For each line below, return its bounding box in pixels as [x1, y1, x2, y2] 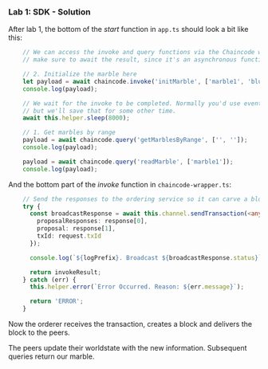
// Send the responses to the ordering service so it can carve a [22, 194, 248, 203]
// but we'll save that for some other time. [22, 107, 177, 115]
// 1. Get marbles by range [22, 128, 116, 137]
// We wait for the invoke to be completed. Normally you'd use [22, 99, 241, 108]
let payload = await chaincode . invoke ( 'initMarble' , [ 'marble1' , [22, 77, 245, 85]
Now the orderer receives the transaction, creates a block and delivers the [8, 320, 253, 329]
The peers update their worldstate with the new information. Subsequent [8, 343, 247, 353]
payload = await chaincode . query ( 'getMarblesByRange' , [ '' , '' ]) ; [22, 136, 248, 144]
